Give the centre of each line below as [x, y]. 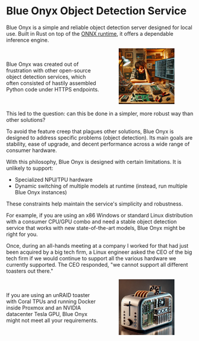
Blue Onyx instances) [41, 192]
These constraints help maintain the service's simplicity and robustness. [94, 204]
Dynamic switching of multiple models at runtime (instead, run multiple [101, 186]
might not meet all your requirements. [52, 320]
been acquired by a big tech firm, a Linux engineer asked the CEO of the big [99, 252]
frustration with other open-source [48, 70]
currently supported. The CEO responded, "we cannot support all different [97, 264]
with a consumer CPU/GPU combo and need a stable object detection [91, 222]
